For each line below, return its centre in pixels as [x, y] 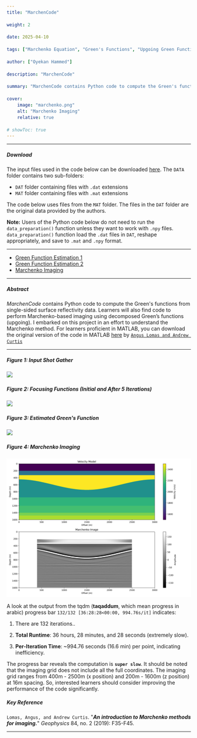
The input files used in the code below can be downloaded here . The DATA [96, 169]
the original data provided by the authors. [56, 211]
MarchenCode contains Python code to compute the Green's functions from [98, 304]
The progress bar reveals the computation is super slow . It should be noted [97, 664]
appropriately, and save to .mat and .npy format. [65, 241]
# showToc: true [26, 130]
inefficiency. [30, 652]
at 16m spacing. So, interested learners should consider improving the [91, 683]
